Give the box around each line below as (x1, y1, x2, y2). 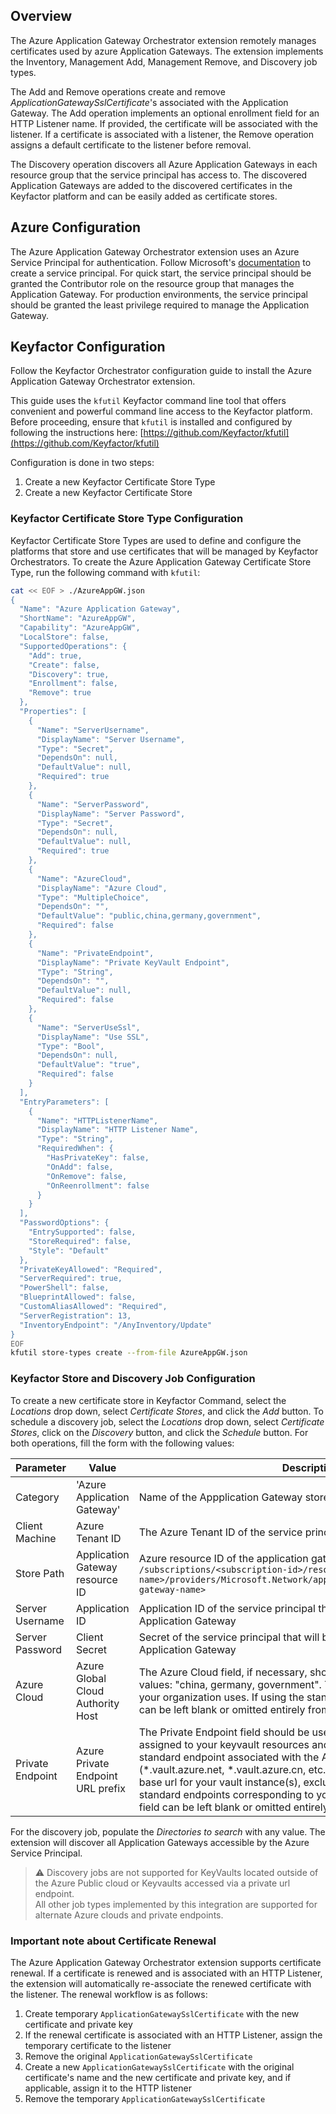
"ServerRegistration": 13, (19, 1310, 132, 1321)
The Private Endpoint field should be (138, 1725, 310, 1739)
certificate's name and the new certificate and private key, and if (24, 2071, 292, 2083)
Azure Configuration (10, 219, 142, 236)
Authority (75, 1696, 120, 1710)
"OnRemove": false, (46, 1171, 128, 1181)
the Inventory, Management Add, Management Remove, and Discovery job (10, 55, 318, 68)
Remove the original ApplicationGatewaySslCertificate (24, 2050, 253, 2062)
